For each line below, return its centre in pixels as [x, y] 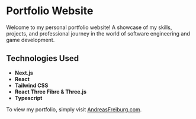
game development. [30, 40]
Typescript [28, 98]
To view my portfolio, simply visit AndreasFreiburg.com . [74, 109]
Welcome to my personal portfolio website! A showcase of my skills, [89, 27]
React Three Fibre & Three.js [51, 91]
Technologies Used [42, 58]
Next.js [24, 73]
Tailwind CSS [31, 85]
